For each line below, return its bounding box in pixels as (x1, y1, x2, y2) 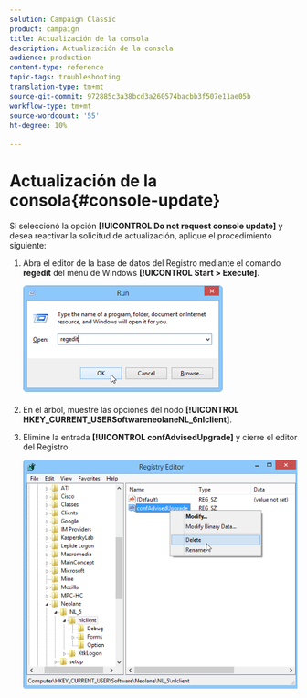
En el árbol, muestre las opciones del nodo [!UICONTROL (22, 405, 239, 416)
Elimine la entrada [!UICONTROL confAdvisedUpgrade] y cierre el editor (22, 432, 298, 443)
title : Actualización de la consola (9, 34, 149, 43)
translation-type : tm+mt (9, 82, 104, 91)
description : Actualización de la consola (9, 44, 174, 53)
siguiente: (9, 240, 48, 251)
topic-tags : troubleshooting (9, 73, 121, 82)
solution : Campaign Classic (9, 15, 117, 24)
